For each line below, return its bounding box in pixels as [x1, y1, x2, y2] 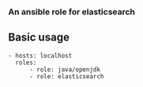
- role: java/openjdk [28, 66, 101, 74]
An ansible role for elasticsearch [8, 6, 136, 17]
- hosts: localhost [8, 51, 73, 59]
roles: [15, 59, 37, 66]
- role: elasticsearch [28, 72, 104, 81]
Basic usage [8, 31, 70, 44]
